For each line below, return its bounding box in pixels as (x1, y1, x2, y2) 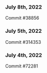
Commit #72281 (5, 63, 38, 69)
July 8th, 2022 (5, 4, 42, 11)
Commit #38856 (5, 15, 39, 21)
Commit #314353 (5, 39, 41, 45)
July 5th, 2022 (5, 28, 42, 35)
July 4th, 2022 (5, 51, 42, 58)
